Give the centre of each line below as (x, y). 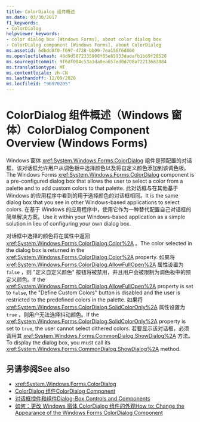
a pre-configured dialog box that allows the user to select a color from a (95, 181)
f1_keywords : (22, 23)
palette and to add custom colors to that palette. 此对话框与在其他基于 (92, 188)
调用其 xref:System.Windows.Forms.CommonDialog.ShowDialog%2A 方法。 (100, 335)
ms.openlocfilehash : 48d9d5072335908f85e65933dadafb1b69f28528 (87, 56)
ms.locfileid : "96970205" (38, 84)
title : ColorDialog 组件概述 (41, 12)
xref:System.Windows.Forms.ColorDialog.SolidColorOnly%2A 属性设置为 (96, 307)
